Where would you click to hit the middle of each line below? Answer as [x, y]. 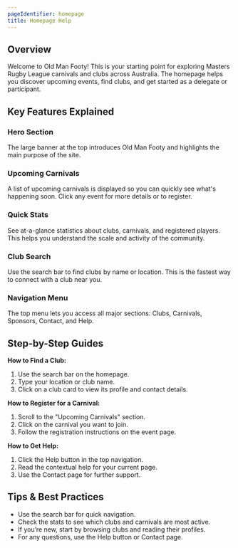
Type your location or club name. [66, 382]
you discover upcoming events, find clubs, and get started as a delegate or [118, 82]
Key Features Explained [61, 111]
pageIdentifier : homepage [46, 14]
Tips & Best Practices [56, 497]
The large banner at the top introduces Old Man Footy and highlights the [113, 147]
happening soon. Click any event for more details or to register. [100, 196]
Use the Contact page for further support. [79, 475]
